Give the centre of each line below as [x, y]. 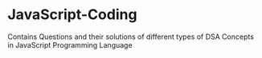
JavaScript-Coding [72, 15]
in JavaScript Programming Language [70, 44]
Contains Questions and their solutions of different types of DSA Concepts [131, 37]
